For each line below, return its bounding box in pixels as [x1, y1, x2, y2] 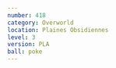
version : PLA [7, 41, 50, 48]
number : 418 [7, 11, 46, 20]
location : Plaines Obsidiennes [7, 26, 109, 34]
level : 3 [7, 33, 36, 41]
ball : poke [7, 48, 43, 55]
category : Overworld [7, 19, 75, 27]
